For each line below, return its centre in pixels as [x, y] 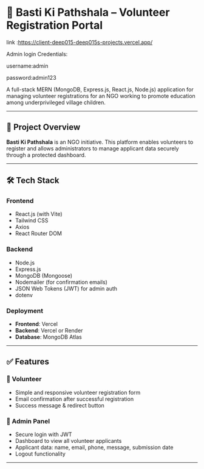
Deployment [25, 311]
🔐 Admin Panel [28, 421]
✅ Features [28, 362]
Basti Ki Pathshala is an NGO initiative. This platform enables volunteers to [100, 142]
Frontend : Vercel [36, 324]
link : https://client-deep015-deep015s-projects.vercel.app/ [80, 42]
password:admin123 [31, 77]
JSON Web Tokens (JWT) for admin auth [66, 288]
